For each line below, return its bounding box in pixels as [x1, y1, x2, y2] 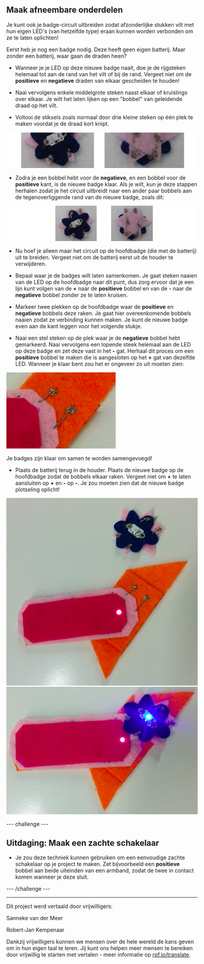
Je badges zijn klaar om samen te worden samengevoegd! [6, 455, 153, 462]
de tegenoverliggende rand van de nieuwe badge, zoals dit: [15, 193, 165, 200]
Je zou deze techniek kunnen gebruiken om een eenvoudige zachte [15, 854, 185, 861]
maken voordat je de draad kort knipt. [15, 120, 109, 127]
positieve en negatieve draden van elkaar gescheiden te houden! [15, 77, 180, 84]
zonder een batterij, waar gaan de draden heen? [6, 52, 127, 60]
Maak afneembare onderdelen [6, 5, 123, 15]
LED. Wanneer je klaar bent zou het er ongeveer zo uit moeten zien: [15, 361, 184, 368]
